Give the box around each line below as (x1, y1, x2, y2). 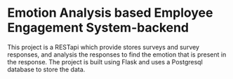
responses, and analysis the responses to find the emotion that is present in (7, 50, 227, 59)
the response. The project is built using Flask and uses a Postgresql (7, 57, 204, 66)
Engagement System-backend (7, 20, 189, 36)
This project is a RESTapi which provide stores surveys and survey (7, 43, 200, 51)
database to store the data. (7, 65, 86, 73)
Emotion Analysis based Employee (7, 5, 213, 21)
